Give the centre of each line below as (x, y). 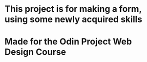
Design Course (35, 52)
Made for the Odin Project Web (68, 42)
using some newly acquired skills (73, 19)
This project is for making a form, (73, 9)
